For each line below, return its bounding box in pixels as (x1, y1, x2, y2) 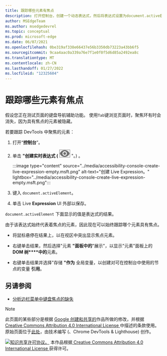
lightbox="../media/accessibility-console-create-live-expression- (12, 174, 146, 180)
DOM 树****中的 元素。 (12, 249, 61, 255)
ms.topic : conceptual (5, 29, 50, 34)
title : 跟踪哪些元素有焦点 (5, 8, 55, 13)
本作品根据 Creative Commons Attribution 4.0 (50, 339, 143, 345)
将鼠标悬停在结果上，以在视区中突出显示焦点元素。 (12, 232, 117, 238)
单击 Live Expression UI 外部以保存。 (12, 201, 89, 207)
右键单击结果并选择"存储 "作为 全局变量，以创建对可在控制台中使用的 (12, 259, 155, 266)
